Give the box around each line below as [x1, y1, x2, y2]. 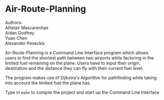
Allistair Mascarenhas [5, 24, 49, 30]
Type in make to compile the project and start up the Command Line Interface [5, 89, 160, 95]
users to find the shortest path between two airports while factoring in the [5, 55, 154, 60]
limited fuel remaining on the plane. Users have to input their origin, [5, 60, 141, 66]
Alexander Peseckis [5, 40, 45, 46]
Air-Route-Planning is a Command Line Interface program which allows [5, 50, 148, 56]
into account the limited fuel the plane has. [5, 80, 91, 86]
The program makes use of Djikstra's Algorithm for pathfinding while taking [5, 75, 157, 80]
